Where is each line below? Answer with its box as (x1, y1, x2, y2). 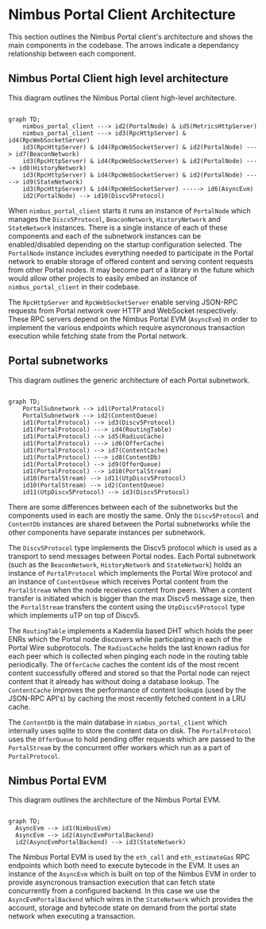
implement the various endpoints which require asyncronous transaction (8, 322, 245, 332)
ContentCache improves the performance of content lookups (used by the (8, 685, 246, 694)
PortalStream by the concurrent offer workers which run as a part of (8, 742, 231, 752)
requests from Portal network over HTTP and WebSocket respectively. (8, 305, 238, 315)
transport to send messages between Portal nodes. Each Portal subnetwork (8, 551, 256, 561)
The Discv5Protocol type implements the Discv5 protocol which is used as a (8, 542, 257, 552)
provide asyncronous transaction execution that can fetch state (8, 877, 216, 888)
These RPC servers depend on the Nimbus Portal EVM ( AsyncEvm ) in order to (8, 314, 258, 324)
